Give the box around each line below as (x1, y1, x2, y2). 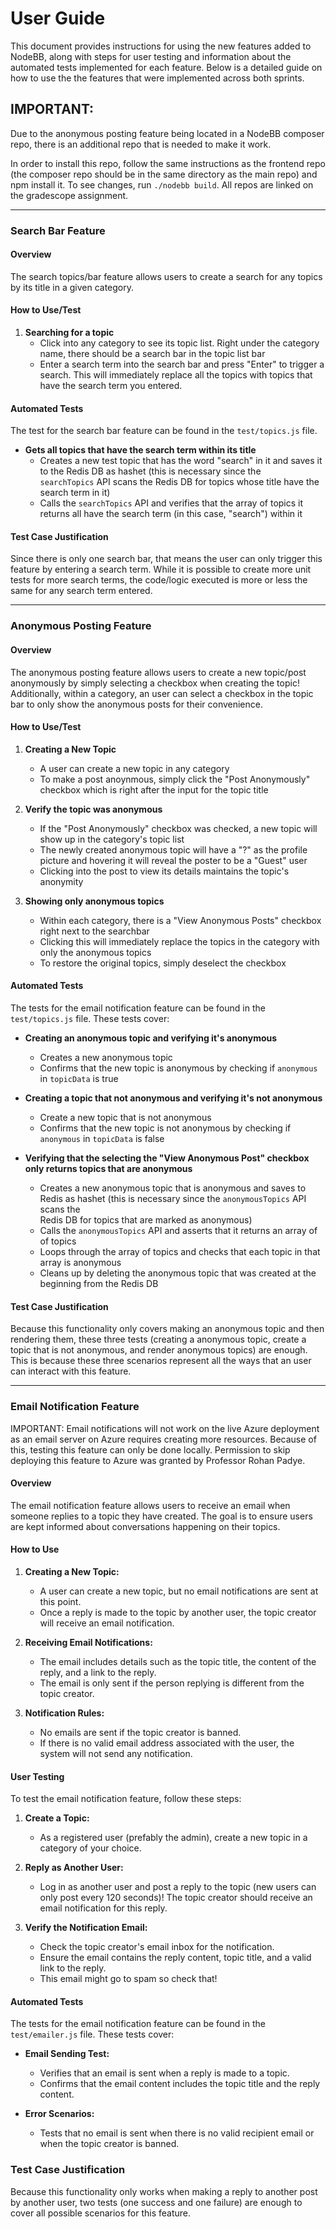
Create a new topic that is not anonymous (39, 1112, 212, 1124)
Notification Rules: (24, 1707, 105, 1719)
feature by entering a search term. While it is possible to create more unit (10, 563, 312, 576)
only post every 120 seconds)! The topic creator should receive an (39, 1892, 313, 1904)
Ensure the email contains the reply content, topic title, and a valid (39, 1952, 312, 1964)
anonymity (39, 875, 84, 887)
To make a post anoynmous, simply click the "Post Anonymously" (39, 773, 311, 785)
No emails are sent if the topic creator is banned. (39, 1726, 242, 1738)
